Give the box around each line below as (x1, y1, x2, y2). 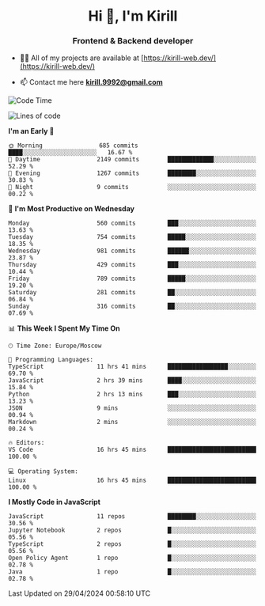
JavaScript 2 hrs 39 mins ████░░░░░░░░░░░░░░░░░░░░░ (8, 377, 257, 384)
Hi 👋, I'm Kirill (88, 7, 178, 25)
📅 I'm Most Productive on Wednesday (8, 204, 134, 214)
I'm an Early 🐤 (8, 127, 55, 136)
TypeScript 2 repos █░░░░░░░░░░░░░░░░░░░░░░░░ (8, 540, 257, 548)
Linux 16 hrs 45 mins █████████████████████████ (8, 476, 257, 485)
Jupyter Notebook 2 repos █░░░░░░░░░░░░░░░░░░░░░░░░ (8, 526, 257, 535)
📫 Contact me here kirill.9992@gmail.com (19, 78, 164, 87)
